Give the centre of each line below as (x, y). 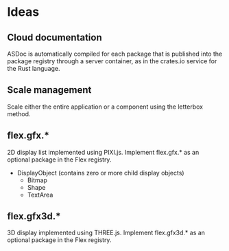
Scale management (49, 90)
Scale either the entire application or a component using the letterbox (105, 107)
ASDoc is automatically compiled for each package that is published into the (115, 54)
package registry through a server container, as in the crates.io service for (112, 61)
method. (19, 113)
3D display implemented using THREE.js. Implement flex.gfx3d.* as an (106, 233)
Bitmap (37, 180)
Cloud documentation (55, 37)
